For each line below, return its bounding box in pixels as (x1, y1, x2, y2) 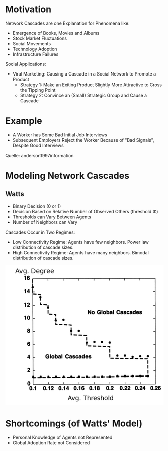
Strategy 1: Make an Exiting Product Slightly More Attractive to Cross (20, 82, 162, 88)
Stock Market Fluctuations (12, 35, 67, 41)
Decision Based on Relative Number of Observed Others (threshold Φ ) (12, 208, 158, 214)
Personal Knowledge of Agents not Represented (12, 434, 113, 440)
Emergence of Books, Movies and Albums (12, 30, 100, 36)
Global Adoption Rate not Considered (12, 439, 90, 446)
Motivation (5, 4, 52, 15)
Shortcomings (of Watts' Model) (5, 418, 142, 429)
